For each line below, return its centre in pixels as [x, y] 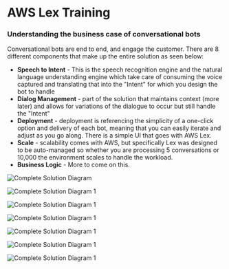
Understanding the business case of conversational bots [104, 34]
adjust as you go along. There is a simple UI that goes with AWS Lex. [114, 136]
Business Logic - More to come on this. [74, 165]
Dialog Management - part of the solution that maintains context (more [118, 99]
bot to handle [36, 92]
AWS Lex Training [59, 13]
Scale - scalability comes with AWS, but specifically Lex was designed [117, 143]
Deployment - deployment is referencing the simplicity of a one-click [115, 121]
